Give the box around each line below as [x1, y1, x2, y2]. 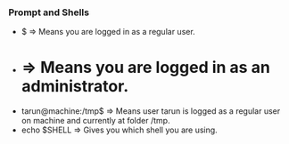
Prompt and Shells [8, 6, 90, 19]
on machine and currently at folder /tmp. [21, 116, 170, 126]
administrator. [21, 76, 129, 97]
